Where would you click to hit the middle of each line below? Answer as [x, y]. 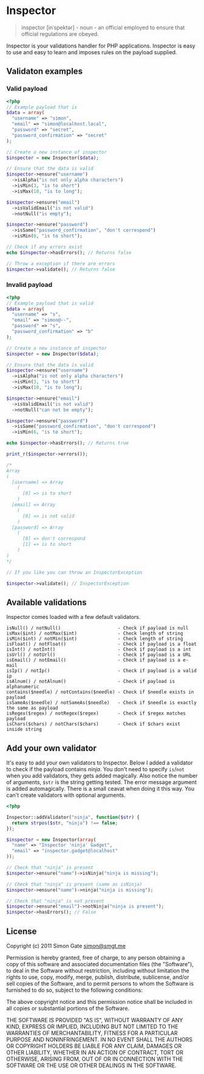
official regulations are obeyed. [60, 34]
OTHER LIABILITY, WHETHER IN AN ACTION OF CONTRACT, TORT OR [95, 1052]
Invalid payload [29, 285]
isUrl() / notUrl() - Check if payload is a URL [99, 655]
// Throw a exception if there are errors [61, 263]
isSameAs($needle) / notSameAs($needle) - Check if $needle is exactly [102, 703]
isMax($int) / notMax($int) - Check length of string [95, 634]
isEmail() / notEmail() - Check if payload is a [93, 660]
